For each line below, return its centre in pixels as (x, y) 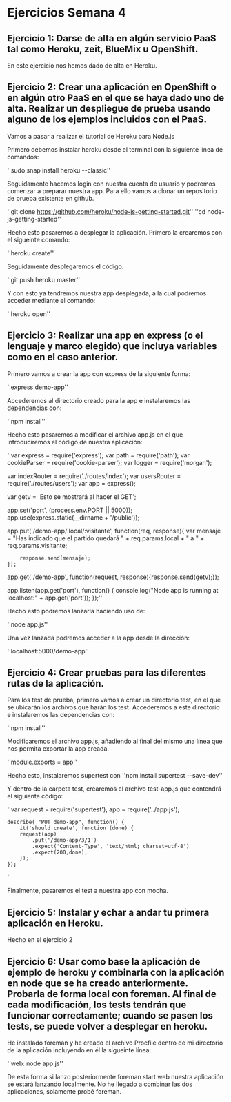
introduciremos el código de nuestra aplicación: (75, 442)
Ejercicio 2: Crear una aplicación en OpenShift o (112, 87)
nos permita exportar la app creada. (58, 749)
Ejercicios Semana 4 (67, 13)
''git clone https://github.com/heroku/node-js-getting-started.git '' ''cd (107, 211)
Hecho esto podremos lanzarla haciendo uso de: (76, 611)
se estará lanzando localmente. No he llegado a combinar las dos (100, 1084)
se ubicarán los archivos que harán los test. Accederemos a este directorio (113, 707)
